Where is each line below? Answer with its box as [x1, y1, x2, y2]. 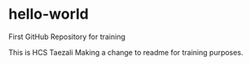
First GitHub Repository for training [8, 32, 126, 41]
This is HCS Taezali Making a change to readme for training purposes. [8, 47, 243, 57]
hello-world [8, 5, 90, 24]
